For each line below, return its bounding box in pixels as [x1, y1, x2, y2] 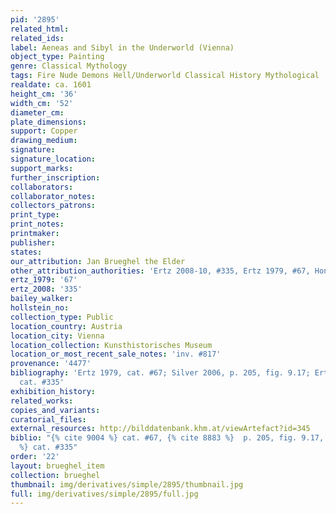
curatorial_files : [10, 414, 87, 425]
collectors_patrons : [10, 201, 97, 211]
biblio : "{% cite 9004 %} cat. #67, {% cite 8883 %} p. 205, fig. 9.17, [10, 433, 325, 443]
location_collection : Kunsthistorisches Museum [10, 340, 213, 350]
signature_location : [10, 154, 97, 164]
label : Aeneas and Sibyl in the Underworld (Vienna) [10, 42, 235, 53]
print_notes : [10, 219, 65, 230]
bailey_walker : [10, 294, 74, 304]
